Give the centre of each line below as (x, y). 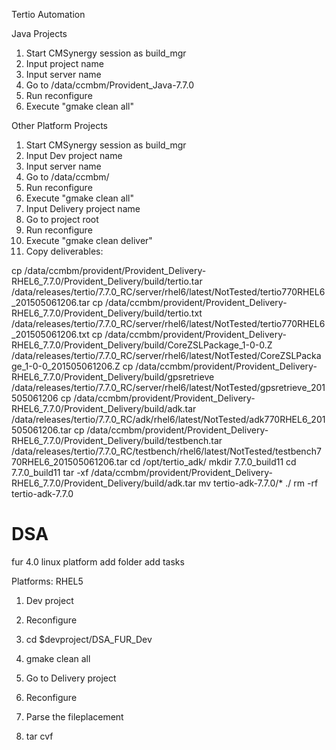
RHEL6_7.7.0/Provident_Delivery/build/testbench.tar (117, 440)
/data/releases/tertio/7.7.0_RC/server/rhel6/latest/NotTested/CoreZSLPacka (166, 355)
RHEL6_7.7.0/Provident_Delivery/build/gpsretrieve (113, 377)
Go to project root (62, 219)
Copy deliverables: (64, 251)
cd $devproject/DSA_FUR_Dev (89, 639)
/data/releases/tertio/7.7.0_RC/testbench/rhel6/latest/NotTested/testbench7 (166, 451)
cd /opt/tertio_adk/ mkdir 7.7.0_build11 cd (213, 462)
